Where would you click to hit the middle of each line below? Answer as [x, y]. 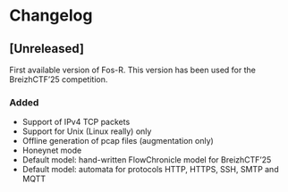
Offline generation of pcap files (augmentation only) [118, 141]
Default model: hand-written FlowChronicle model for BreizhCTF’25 [147, 160]
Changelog [51, 16]
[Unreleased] [47, 49]
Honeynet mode [52, 150]
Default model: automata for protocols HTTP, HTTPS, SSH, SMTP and [150, 170]
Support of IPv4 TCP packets [76, 122]
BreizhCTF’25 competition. [59, 79]
